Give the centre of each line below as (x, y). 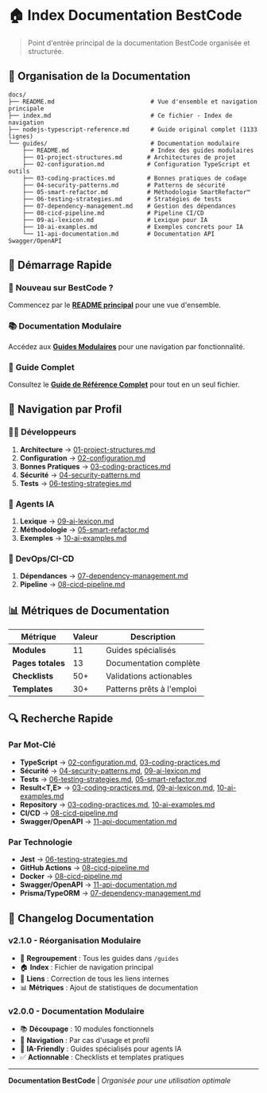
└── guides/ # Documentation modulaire (124, 143)
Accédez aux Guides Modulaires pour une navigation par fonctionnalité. (127, 346)
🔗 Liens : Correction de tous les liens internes (94, 978)
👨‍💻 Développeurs (43, 432)
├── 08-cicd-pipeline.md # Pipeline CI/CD (113, 213)
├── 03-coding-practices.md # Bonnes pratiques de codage (135, 178)
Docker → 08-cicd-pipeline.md (71, 877)
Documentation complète (153, 663)
